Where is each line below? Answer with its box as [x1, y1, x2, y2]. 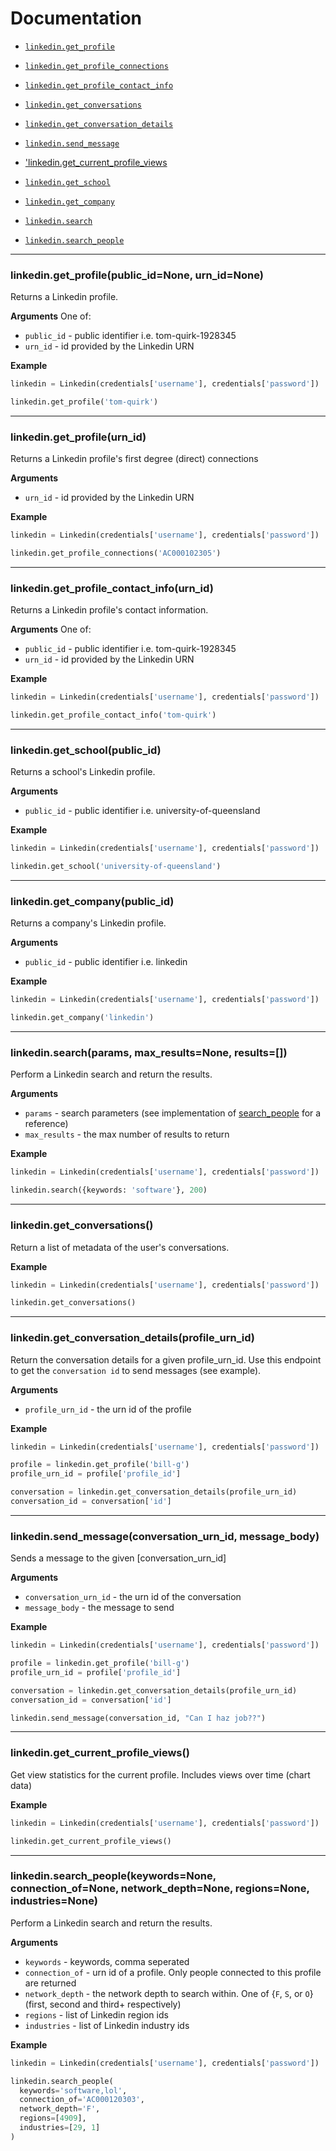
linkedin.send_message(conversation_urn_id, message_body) [10, 1529, 320, 1543]
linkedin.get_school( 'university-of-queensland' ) [10, 862, 222, 872]
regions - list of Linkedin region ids [24, 2008, 169, 2021]
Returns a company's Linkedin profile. [10, 917, 167, 929]
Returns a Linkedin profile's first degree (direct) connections [10, 453, 259, 465]
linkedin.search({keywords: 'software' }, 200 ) [10, 1185, 208, 1196]
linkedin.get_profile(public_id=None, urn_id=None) [10, 268, 264, 282]
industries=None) [10, 1894, 98, 1908]
